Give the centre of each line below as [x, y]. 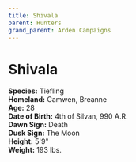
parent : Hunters [35, 23]
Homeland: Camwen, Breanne [58, 100]
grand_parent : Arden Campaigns [60, 30]
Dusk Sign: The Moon [44, 133]
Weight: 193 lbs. [35, 150]
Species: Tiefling [36, 91]
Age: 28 [22, 108]
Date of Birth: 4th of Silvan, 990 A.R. [68, 116]
